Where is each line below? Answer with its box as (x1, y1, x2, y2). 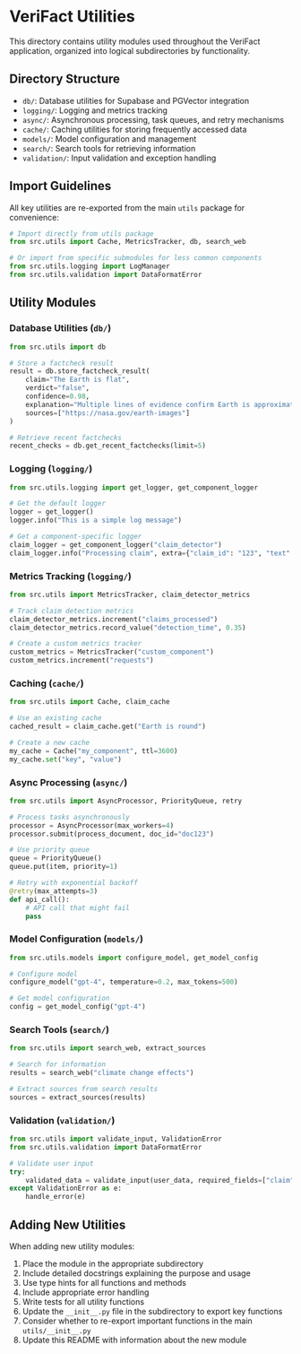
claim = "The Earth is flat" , (25, 375, 130, 385)
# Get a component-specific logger (9, 532, 142, 542)
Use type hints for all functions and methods (21, 1278, 186, 1289)
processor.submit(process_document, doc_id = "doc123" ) (9, 829, 215, 838)
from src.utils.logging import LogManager (9, 262, 170, 271)
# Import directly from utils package (9, 229, 154, 239)
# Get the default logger (9, 499, 106, 508)
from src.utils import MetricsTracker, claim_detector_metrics (9, 590, 251, 599)
